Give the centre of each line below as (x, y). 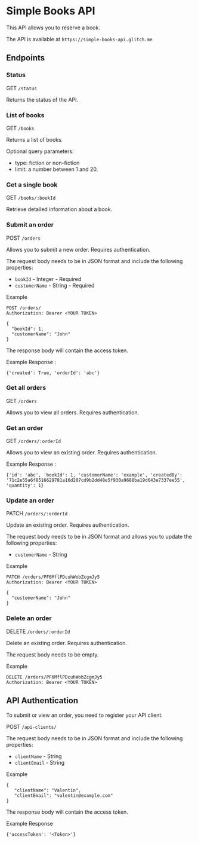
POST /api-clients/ (31, 726)
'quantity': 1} (25, 485)
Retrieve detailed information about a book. (59, 209)
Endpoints (26, 58)
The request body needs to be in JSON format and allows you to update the (99, 537)
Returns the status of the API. (42, 99)
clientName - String (38, 756)
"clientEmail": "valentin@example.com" (64, 795)
